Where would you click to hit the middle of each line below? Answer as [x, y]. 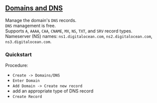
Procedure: [17, 65]
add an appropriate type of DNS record [53, 91]
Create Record [27, 97]
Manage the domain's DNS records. [41, 20]
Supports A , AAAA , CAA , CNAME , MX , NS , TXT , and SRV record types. [69, 31]
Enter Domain [26, 81]
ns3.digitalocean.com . [28, 41]
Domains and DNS [34, 8]
